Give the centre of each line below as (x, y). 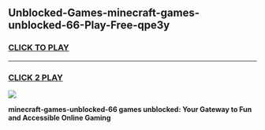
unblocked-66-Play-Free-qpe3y (89, 26)
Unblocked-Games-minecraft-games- (104, 13)
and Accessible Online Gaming (60, 117)
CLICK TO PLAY (39, 48)
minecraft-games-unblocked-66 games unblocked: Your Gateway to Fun (130, 109)
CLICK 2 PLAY (35, 77)
